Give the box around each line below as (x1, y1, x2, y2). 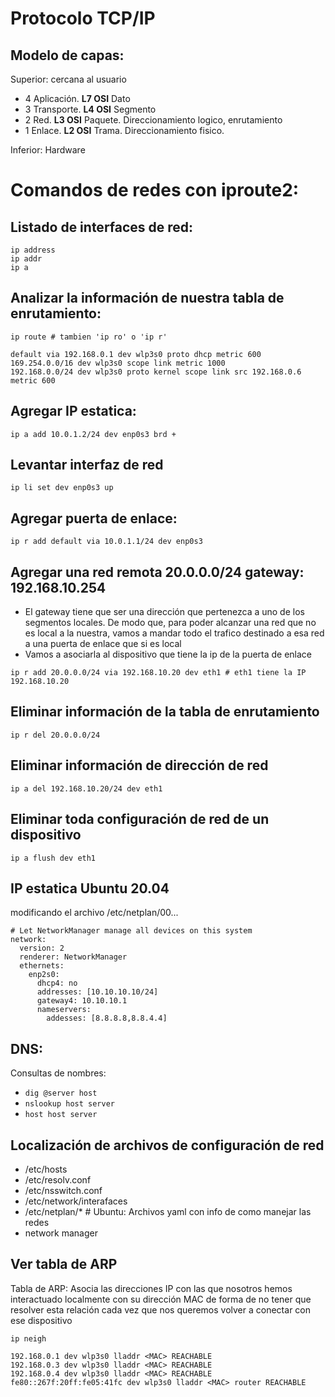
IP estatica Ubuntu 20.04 (10, 880, 170, 897)
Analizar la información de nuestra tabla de (10, 290, 285, 307)
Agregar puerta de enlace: (10, 510, 178, 527)
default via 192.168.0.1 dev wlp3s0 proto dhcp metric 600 (10, 349, 262, 359)
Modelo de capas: (10, 47, 125, 64)
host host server (24, 1110, 98, 1120)
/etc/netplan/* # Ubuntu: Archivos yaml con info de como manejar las (24, 1205, 312, 1217)
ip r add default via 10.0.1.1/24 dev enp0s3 (10, 537, 203, 547)
